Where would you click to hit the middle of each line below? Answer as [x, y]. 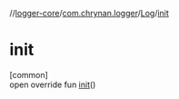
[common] [29, 74]
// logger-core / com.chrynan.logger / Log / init [89, 13]
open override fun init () [53, 84]
